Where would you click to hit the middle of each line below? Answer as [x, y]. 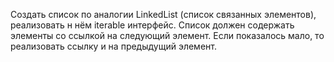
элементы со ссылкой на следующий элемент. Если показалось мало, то [167, 35]
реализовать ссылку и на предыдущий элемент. [113, 46]
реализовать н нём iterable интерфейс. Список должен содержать [152, 25]
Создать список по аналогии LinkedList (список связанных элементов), [163, 14]
